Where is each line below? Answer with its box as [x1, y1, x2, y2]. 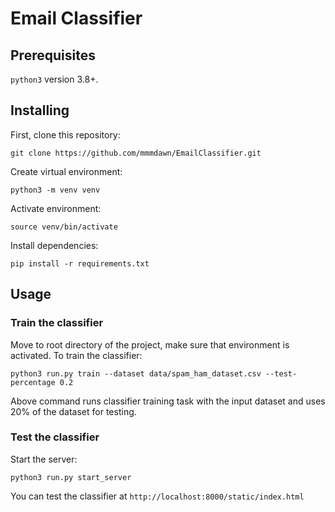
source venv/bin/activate [10, 222, 118, 232]
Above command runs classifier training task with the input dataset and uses [10, 395, 326, 407]
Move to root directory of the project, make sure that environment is [10, 338, 290, 351]
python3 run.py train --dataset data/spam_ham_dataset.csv [10, 368, 262, 379]
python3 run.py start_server [10, 472, 132, 482]
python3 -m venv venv [10, 185, 101, 195]
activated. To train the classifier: [10, 349, 143, 361]
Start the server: [10, 453, 78, 465]
